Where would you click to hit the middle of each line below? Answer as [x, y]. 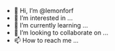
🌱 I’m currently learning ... [51, 25]
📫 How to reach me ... [46, 40]
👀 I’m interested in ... [43, 18]
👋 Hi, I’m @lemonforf [44, 11]
